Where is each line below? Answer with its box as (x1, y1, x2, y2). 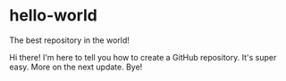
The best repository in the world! (9, 35, 130, 45)
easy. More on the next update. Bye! (9, 61, 143, 72)
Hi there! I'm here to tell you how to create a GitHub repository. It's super (9, 52, 277, 62)
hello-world (9, 5, 98, 26)
